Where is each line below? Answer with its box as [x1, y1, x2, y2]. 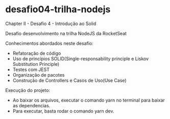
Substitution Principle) [12, 61, 60, 67]
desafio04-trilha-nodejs [5, 4, 111, 15]
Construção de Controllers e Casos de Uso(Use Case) [12, 77, 127, 83]
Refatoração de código [12, 50, 61, 56]
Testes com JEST [12, 66, 50, 73]
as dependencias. [12, 102, 51, 108]
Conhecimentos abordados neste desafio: [5, 40, 93, 46]
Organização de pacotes [12, 72, 65, 78]
